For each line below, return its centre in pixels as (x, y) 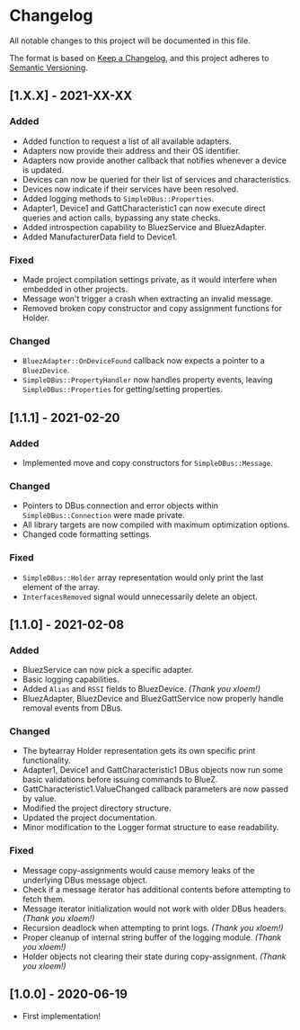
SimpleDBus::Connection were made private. (104, 515)
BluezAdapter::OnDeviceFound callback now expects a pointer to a (143, 361)
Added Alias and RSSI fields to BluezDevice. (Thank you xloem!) (141, 689)
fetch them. (44, 899)
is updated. (43, 170)
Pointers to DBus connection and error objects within (120, 506)
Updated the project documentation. (89, 818)
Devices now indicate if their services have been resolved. (130, 189)
